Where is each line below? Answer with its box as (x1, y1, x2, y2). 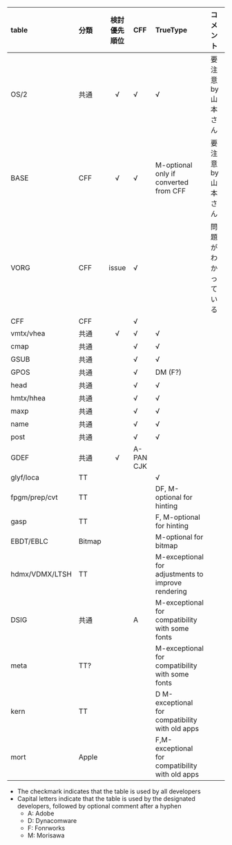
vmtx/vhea (10, 329, 46, 338)
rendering (155, 587, 188, 596)
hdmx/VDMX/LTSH (10, 570, 72, 579)
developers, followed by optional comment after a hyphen (17, 802, 182, 810)
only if (155, 169, 176, 178)
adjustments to (155, 570, 204, 579)
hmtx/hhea (10, 394, 46, 402)
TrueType (155, 26, 188, 35)
